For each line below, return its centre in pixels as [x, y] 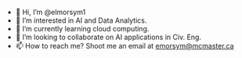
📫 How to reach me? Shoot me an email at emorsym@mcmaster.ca [125, 46]
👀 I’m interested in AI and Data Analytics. [81, 20]
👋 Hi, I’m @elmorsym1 [51, 12]
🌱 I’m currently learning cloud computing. [82, 29]
